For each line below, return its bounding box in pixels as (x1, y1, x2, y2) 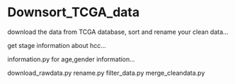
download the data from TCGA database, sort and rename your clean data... (7, 28, 229, 36)
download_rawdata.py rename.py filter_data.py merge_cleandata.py (7, 68, 205, 77)
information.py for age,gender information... (7, 54, 136, 64)
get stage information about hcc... (7, 41, 106, 49)
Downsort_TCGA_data (7, 4, 140, 20)
